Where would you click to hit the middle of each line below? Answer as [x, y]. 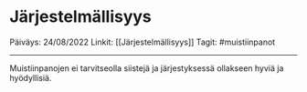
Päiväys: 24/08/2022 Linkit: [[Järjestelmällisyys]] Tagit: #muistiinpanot [143, 42]
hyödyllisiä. [31, 77]
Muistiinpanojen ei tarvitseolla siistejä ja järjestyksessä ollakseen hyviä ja [147, 68]
